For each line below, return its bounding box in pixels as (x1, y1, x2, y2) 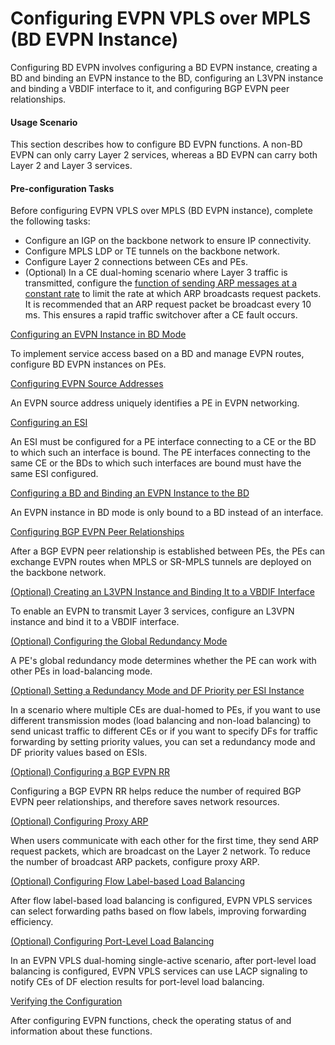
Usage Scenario (10, 116, 78, 128)
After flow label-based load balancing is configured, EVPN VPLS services (10, 895, 313, 907)
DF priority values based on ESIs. (10, 747, 148, 759)
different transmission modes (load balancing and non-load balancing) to (10, 715, 312, 727)
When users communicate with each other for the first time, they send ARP (10, 835, 319, 847)
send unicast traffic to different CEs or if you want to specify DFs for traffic (10, 725, 318, 737)
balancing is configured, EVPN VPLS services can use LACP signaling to (10, 965, 308, 977)
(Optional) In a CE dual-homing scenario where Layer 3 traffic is (24, 267, 288, 279)
